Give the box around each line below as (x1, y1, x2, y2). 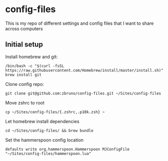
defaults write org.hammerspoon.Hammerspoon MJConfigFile (5, 146, 130, 152)
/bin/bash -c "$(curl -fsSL (5, 63, 65, 69)
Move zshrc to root (5, 99, 45, 105)
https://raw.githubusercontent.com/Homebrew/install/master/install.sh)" (5, 68, 164, 73)
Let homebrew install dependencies (5, 118, 80, 124)
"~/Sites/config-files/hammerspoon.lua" (5, 151, 92, 156)
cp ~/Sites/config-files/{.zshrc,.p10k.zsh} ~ (5, 110, 105, 115)
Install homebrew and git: (5, 53, 58, 60)
